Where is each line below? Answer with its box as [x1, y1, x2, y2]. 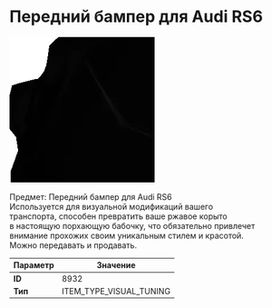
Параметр [13, 260, 54, 271]
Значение [96, 260, 136, 271]
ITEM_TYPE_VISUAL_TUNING [62, 285, 170, 296]
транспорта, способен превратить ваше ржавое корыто [9, 211, 228, 222]
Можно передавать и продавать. [9, 239, 138, 251]
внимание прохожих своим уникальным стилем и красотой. [9, 230, 245, 241]
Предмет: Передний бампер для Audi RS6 [9, 191, 172, 202]
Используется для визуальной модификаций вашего [9, 201, 214, 212]
